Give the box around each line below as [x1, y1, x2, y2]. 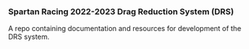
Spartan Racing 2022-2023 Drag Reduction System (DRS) [8, 6, 234, 17]
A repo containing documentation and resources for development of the [8, 24, 242, 33]
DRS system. [8, 32, 50, 41]
